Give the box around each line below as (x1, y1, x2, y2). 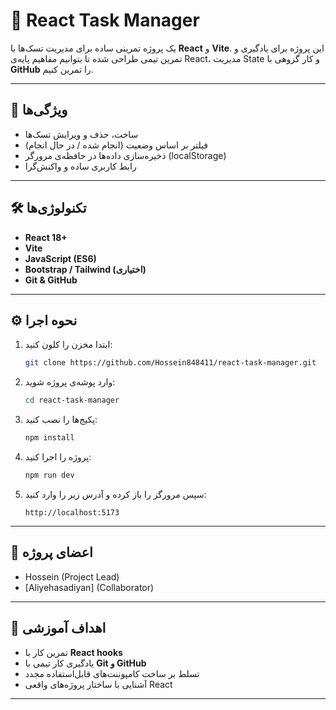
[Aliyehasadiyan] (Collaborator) (24, 581, 155, 593)
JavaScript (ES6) (24, 252, 97, 264)
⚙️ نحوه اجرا (10, 312, 78, 329)
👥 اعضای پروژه (10, 544, 93, 561)
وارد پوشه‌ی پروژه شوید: (24, 376, 116, 388)
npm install (24, 433, 75, 443)
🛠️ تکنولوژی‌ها (10, 200, 87, 217)
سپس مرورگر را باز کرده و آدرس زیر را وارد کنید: (24, 488, 207, 500)
